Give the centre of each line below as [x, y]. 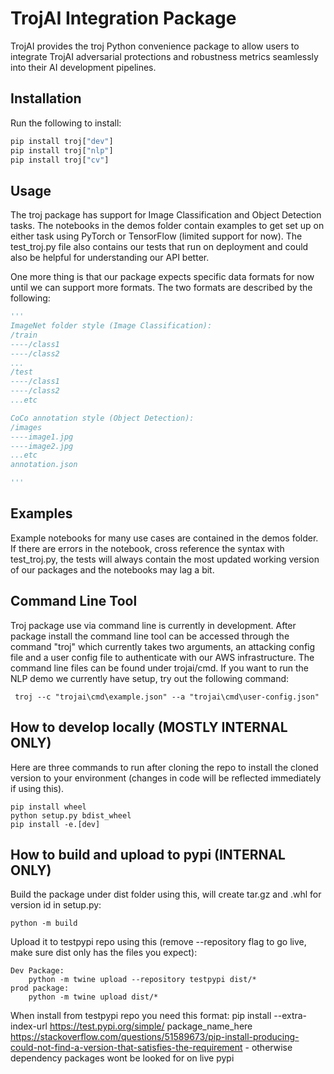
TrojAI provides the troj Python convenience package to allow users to [155, 46]
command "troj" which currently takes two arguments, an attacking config [163, 646]
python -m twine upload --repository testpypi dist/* [142, 980]
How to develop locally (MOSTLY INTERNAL [149, 727]
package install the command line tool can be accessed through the [150, 636]
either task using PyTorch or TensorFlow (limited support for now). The [156, 236]
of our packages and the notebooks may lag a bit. [112, 569]
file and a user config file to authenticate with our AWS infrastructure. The [162, 657]
